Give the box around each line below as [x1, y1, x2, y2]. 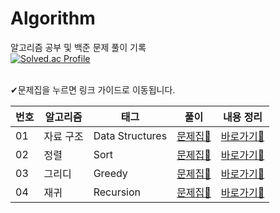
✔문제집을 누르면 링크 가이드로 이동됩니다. [10, 83, 176, 96]
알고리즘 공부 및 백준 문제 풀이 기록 [10, 41, 147, 53]
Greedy [93, 166, 128, 180]
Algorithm [10, 7, 96, 30]
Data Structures [93, 128, 168, 142]
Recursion [93, 185, 142, 199]
